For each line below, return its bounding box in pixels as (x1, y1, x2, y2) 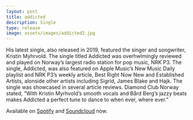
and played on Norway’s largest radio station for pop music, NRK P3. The (6, 59, 182, 66)
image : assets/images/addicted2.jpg (6, 30, 95, 36)
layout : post (6, 8, 38, 15)
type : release (6, 25, 41, 31)
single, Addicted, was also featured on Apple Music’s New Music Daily (6, 65, 175, 72)
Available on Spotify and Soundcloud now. (6, 108, 108, 115)
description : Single (6, 19, 57, 25)
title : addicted (6, 14, 46, 20)
